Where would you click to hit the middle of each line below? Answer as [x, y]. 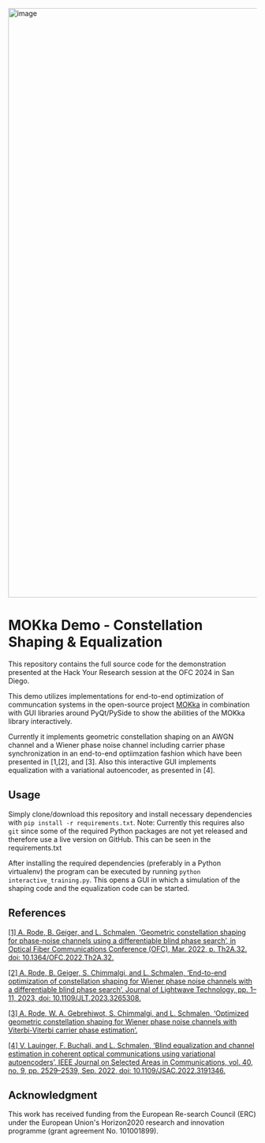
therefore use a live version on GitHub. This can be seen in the [110, 839]
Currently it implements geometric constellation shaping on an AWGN [121, 736]
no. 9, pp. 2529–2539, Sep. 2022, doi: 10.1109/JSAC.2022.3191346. [117, 1070]
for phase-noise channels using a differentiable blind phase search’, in [122, 941]
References [37, 913]
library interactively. [40, 721]
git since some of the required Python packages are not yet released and [128, 831]
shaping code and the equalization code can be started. [99, 888]
